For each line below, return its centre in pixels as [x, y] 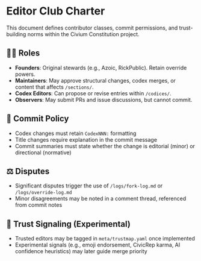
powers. [25, 74]
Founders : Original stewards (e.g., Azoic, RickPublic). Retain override [101, 68]
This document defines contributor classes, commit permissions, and [92, 28]
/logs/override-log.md [43, 193]
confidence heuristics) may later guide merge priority [81, 251]
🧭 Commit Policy [38, 119]
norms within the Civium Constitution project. [83, 34]
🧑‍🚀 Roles [23, 53]
